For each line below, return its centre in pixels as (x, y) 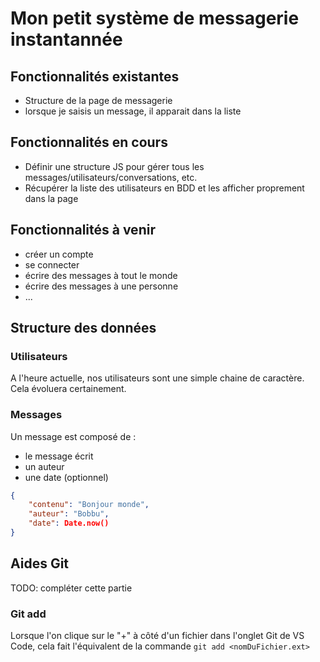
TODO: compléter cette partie (71, 588)
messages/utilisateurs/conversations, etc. (111, 177)
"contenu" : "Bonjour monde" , (89, 505)
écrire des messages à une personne (101, 286)
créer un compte (59, 254)
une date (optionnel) (66, 477)
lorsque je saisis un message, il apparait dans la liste (133, 111)
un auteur (44, 466)
